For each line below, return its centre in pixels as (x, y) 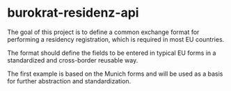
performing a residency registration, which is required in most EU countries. (116, 39)
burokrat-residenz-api (73, 13)
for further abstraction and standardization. (69, 81)
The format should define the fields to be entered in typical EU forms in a (112, 53)
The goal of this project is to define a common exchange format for (103, 32)
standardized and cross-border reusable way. (73, 60)
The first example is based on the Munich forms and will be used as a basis (115, 74)
